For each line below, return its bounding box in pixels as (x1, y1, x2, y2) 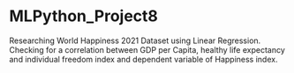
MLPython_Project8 (9, 6, 159, 26)
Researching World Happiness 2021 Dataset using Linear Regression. (9, 35, 261, 46)
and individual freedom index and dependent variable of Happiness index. (9, 54, 278, 64)
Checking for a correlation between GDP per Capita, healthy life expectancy (9, 44, 285, 55)
